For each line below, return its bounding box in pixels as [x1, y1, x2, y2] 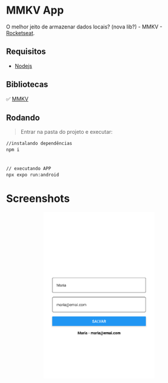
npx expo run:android [6, 172, 60, 178]
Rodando [6, 112, 40, 123]
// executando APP [6, 165, 51, 172]
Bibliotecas [6, 79, 48, 89]
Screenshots [6, 192, 70, 205]
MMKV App [6, 4, 64, 17]
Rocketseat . [6, 29, 35, 36]
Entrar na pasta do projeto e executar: [20, 128, 113, 136]
